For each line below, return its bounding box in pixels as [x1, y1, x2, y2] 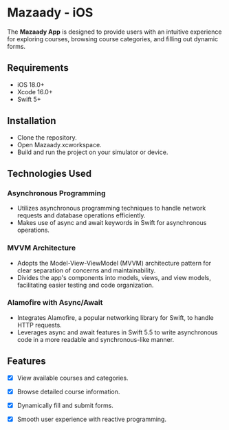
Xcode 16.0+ [17, 87, 53, 96]
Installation [7, 115, 56, 127]
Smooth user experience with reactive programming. [17, 415, 167, 423]
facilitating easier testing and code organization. [17, 281, 154, 289]
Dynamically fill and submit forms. [17, 401, 113, 409]
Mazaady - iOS [7, 5, 94, 21]
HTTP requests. [17, 321, 62, 329]
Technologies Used [7, 167, 91, 180]
